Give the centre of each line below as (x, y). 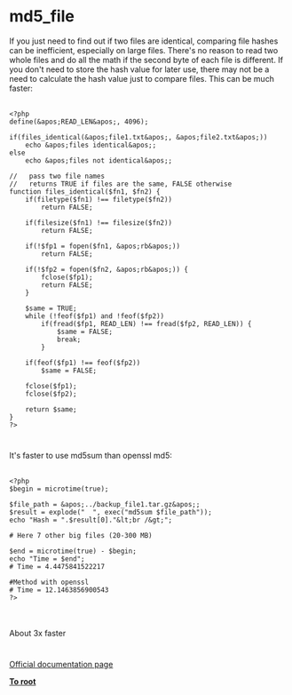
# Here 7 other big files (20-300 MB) (81, 536)
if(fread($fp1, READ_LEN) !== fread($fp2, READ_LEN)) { (146, 324)
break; (69, 340)
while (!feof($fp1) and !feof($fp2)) (95, 316)
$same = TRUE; (51, 308)
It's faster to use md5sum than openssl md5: (91, 456)
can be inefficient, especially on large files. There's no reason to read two (144, 50)
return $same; (51, 409)
